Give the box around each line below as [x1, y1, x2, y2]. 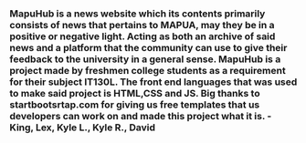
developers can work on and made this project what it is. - [9, 109, 272, 122]
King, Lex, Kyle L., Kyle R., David [9, 121, 155, 134]
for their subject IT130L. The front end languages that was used [9, 76, 298, 88]
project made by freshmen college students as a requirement [9, 64, 286, 77]
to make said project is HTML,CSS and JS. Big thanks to [9, 87, 260, 99]
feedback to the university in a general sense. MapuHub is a [9, 53, 281, 66]
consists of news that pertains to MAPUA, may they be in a [9, 18, 276, 31]
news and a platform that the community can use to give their [9, 41, 288, 54]
